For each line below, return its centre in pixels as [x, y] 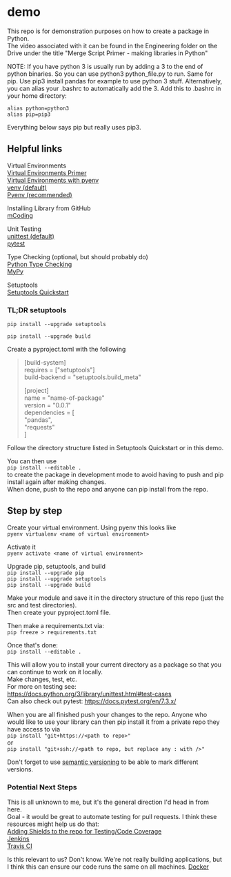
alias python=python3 [38, 108]
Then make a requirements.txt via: [56, 625]
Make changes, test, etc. [42, 679]
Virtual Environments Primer [47, 172]
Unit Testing [24, 229]
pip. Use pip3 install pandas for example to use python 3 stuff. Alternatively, [115, 81]
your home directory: [37, 95]
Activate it [21, 547]
